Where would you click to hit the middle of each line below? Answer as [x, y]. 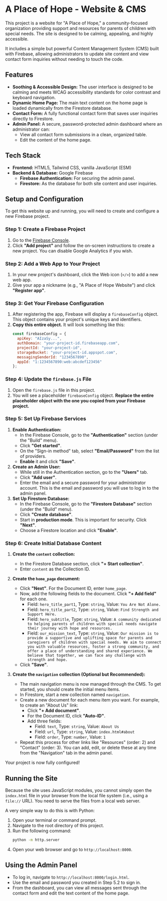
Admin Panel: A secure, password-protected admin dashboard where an [87, 124]
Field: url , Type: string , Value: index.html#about [85, 732]
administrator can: [31, 129]
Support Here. [42, 614]
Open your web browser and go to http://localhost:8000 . [72, 849]
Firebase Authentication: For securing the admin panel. [78, 178]
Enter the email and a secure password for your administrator [83, 483]
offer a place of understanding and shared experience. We [90, 651]
